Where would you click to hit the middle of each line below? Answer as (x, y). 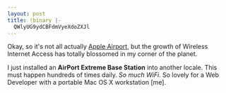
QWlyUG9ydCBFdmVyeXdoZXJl (52, 27)
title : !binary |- (34, 20)
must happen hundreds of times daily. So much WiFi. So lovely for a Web (113, 75)
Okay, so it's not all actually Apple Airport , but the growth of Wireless (108, 47)
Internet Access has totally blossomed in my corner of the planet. (102, 54)
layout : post (26, 14)
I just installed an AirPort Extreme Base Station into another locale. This (112, 68)
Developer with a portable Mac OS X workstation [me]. (87, 83)
